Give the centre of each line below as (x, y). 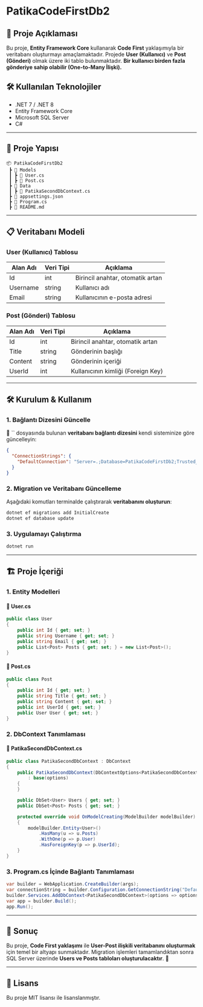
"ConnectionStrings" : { (41, 456)
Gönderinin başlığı (96, 351)
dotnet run (20, 546)
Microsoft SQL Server (42, 117)
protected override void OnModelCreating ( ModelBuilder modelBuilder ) (107, 817)
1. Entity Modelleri (33, 592)
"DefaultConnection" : (44, 462)
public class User (29, 619)
